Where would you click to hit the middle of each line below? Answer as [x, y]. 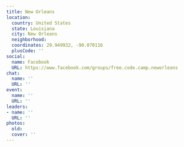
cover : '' [24, 135]
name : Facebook [31, 62]
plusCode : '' [28, 51]
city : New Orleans [35, 34]
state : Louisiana [33, 28]
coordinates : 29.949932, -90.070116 [57, 46]
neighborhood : [29, 40]
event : [14, 90]
